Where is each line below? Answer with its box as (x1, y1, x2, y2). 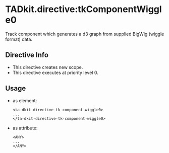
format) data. (5, 36, 33, 42)
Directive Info (5, 51, 49, 59)
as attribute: (12, 125, 38, 131)
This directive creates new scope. (12, 64, 83, 70)
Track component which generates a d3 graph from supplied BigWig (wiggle (5, 31, 164, 37)
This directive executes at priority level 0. (12, 69, 98, 75)
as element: (12, 97, 37, 104)
